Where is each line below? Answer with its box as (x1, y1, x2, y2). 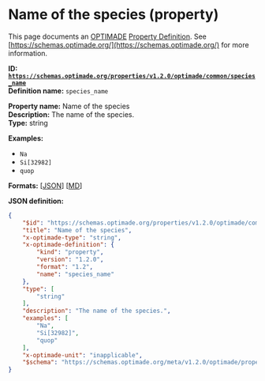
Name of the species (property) (8, 6, 219, 24)
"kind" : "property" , (36, 248, 104, 256)
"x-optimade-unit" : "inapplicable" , (22, 351, 144, 359)
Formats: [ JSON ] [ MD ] (8, 180, 83, 190)
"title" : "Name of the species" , (22, 226, 132, 234)
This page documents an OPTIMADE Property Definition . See (8, 32, 207, 41)
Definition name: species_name (8, 85, 109, 96)
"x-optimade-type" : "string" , (22, 233, 122, 242)
